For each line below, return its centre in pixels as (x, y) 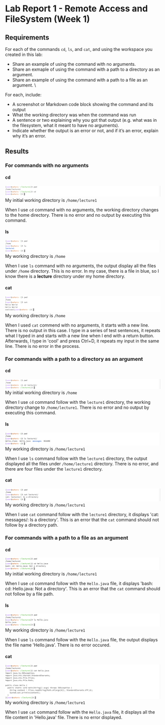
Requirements (27, 37)
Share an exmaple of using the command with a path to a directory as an (86, 69)
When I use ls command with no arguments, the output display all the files (81, 266)
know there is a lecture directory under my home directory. (65, 276)
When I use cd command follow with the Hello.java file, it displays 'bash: (79, 583)
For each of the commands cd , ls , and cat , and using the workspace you (79, 49)
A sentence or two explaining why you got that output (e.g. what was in (84, 120)
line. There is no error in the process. (43, 346)
